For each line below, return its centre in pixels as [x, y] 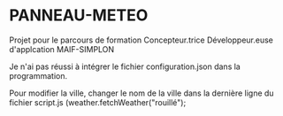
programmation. [38, 75]
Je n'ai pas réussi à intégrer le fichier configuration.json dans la [125, 66]
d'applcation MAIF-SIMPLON [62, 49]
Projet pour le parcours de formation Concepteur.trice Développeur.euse [141, 40]
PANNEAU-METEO [79, 15]
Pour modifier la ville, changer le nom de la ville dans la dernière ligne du [141, 93]
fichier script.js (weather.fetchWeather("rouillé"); [98, 102]
